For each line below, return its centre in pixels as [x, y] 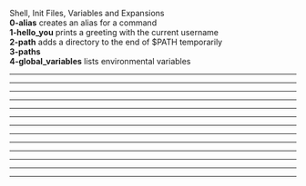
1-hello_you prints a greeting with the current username [114, 32]
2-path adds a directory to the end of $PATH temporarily [116, 42]
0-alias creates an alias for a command [83, 23]
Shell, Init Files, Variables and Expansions [87, 13]
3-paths [25, 52]
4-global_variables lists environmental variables [100, 61]
